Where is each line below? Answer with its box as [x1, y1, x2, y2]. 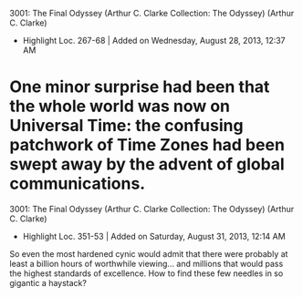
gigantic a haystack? [9, 277, 87, 288]
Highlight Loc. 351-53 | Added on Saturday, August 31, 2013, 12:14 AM [22, 230, 286, 241]
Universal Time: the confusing [9, 116, 244, 136]
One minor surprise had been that [9, 77, 270, 97]
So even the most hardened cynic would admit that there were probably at [9, 248, 288, 259]
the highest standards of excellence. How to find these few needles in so [9, 268, 284, 279]
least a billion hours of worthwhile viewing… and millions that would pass [9, 258, 284, 269]
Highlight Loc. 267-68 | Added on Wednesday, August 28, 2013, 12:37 [22, 36, 286, 46]
